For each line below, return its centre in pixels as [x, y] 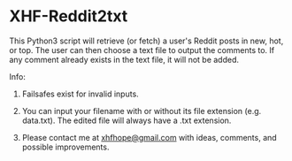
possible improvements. [65, 147]
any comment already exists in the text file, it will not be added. [124, 59]
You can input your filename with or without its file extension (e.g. [142, 111]
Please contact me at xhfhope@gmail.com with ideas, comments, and [149, 137]
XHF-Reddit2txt [69, 16]
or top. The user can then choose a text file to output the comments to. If [142, 50]
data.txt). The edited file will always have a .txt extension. [127, 120]
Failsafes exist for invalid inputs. [80, 94]
